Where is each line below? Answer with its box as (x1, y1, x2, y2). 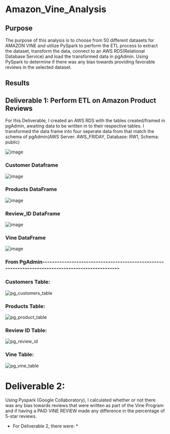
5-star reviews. (5, 413, 37, 419)
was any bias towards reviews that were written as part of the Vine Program (5, 403, 164, 409)
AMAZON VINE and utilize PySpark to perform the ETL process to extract (5, 43, 158, 49)
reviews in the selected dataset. (5, 64, 72, 70)
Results (5, 79, 30, 87)
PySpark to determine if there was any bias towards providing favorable (5, 59, 155, 64)
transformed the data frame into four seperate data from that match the (5, 128, 155, 135)
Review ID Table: (5, 326, 47, 333)
